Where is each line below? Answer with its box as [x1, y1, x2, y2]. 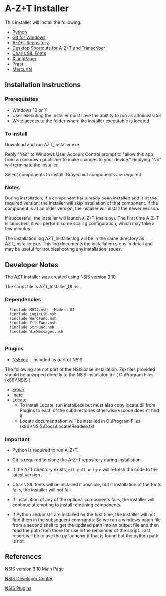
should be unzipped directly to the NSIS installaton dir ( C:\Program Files [5, 371, 154, 377]
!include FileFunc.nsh [9, 320, 57, 326]
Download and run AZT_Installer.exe [5, 141, 79, 147]
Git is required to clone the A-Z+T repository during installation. [12, 457, 142, 463]
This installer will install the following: [5, 19, 82, 25]
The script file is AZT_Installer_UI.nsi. [5, 284, 81, 290]
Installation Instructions [5, 81, 81, 89]
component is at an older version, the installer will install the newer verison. [5, 205, 160, 212]
